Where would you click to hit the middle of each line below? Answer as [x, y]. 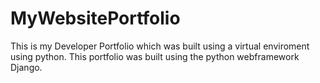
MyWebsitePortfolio [95, 18]
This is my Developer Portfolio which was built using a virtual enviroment [160, 46]
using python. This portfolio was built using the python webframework [155, 56]
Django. [26, 67]
